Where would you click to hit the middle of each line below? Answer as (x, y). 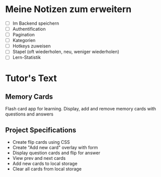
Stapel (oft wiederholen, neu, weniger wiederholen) (66, 52)
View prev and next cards (39, 158)
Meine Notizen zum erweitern (68, 9)
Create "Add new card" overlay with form (55, 148)
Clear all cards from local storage (47, 169)
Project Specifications (41, 130)
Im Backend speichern (36, 23)
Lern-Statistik (27, 57)
